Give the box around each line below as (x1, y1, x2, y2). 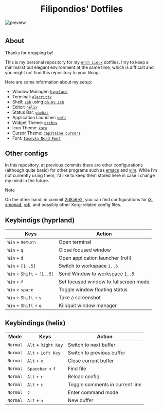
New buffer (68, 397, 94, 404)
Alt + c (27, 381, 43, 388)
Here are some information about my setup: (5, 79, 92, 85)
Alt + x (27, 357, 43, 364)
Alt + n (27, 397, 43, 404)
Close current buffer (68, 357, 114, 364)
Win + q (7, 246, 23, 253)
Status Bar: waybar (12, 109, 49, 115)
